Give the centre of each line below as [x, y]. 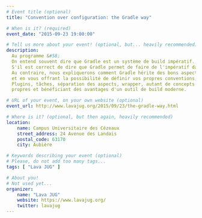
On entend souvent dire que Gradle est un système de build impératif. [103, 61]
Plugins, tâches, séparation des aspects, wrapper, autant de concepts [103, 84]
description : [23, 51]
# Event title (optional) [38, 12]
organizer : [20, 189]
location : [19, 122]
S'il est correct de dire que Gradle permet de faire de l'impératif [100, 67]
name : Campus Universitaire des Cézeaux [68, 128]
